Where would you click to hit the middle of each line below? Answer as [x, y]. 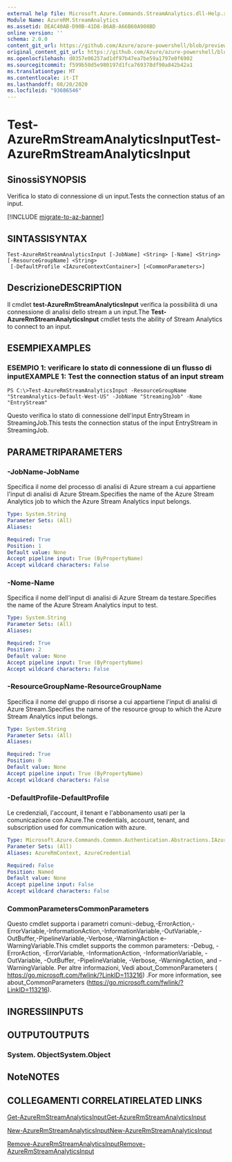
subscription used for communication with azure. [77, 828]
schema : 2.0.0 [28, 39]
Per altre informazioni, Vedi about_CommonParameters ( [137, 968]
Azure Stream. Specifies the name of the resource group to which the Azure [115, 709]
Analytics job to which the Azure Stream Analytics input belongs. [99, 502]
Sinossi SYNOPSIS [47, 179]
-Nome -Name [31, 583]
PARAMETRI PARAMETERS [65, 452]
